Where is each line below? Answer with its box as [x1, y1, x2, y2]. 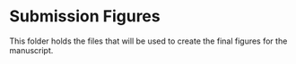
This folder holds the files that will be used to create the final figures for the [9, 36, 288, 46]
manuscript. [9, 44, 54, 55]
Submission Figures [9, 6, 161, 27]
